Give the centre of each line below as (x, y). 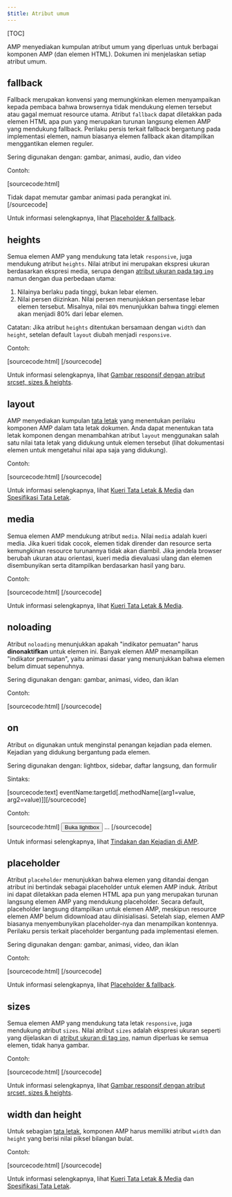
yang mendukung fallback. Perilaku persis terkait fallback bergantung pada (114, 129)
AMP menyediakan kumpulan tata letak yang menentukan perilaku (101, 421)
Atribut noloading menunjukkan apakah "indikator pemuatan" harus (103, 644)
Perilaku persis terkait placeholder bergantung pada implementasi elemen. (113, 931)
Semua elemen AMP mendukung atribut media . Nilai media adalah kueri (107, 536)
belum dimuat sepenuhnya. (46, 666)
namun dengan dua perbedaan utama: (61, 279)
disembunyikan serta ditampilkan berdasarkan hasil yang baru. (96, 565)
